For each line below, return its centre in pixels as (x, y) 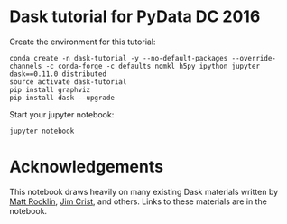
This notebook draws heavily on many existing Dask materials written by (144, 191)
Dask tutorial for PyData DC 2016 (135, 17)
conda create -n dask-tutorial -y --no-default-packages (119, 58)
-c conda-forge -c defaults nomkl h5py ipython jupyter (153, 66)
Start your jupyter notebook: (62, 114)
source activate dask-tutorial (68, 82)
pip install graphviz (50, 89)
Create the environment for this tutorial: (83, 42)
